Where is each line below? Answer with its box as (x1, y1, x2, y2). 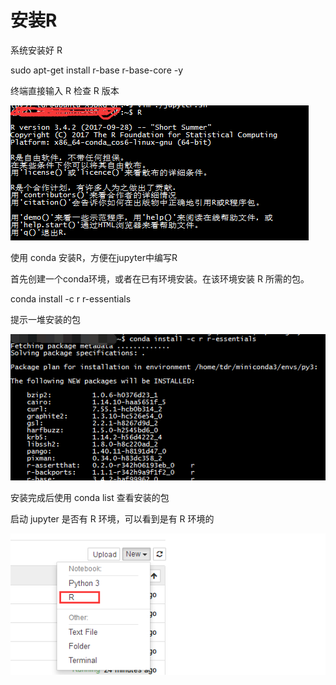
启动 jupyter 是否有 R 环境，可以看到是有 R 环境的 (10, 513, 215, 525)
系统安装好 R (10, 44, 63, 56)
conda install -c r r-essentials (10, 292, 132, 305)
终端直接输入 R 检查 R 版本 (10, 84, 120, 96)
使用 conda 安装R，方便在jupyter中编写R (10, 251, 178, 263)
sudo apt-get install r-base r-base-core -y (10, 64, 184, 76)
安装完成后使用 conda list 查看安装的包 (10, 492, 170, 504)
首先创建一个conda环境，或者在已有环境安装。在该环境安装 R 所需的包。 (10, 272, 310, 285)
